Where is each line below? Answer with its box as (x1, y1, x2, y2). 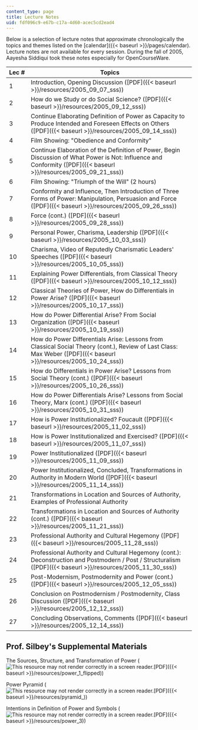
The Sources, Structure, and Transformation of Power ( (6, 657, 140, 664)
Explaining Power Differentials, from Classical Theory (30, 270, 178, 278)
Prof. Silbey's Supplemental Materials (6, 641, 147, 651)
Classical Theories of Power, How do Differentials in (30, 287, 174, 295)
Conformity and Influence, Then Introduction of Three (30, 187, 179, 195)
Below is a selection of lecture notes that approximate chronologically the (6, 36, 184, 43)
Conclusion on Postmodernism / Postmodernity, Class (30, 590, 180, 598)
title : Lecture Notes (6, 14, 60, 20)
